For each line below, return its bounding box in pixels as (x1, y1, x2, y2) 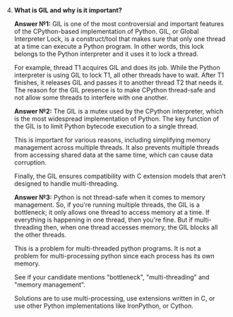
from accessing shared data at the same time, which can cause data (13, 151, 213, 159)
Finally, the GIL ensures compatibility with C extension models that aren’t (13, 172, 226, 180)
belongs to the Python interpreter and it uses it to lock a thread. (13, 49, 199, 58)
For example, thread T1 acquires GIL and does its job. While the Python (13, 64, 220, 71)
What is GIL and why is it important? (13, 6, 122, 14)
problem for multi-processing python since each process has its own (13, 252, 215, 260)
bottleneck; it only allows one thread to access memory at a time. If (13, 208, 210, 216)
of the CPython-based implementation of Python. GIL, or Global (13, 28, 199, 35)
